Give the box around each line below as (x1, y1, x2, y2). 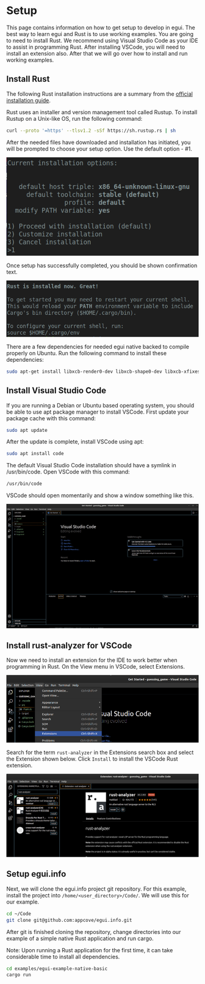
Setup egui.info (6, 869, 67, 879)
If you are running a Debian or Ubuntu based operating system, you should (6, 401, 195, 409)
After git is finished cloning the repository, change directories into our (6, 928, 181, 935)
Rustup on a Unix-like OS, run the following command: (6, 115, 143, 122)
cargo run (6, 972, 32, 978)
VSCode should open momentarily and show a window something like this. (6, 492, 194, 499)
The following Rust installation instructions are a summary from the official (6, 90, 193, 98)
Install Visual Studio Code (6, 386, 107, 396)
